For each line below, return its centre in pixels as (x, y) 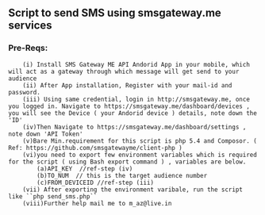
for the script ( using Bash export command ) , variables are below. (127, 162)
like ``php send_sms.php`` (53, 196)
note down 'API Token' (46, 134)
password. (25, 92)
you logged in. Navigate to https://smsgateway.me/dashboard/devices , (129, 106)
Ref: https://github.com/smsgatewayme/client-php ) (95, 148)
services (31, 26)
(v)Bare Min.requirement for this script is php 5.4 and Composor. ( (140, 141)
